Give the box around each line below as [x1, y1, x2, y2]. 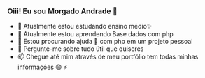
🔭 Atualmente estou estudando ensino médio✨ [17, 22, 153, 31]
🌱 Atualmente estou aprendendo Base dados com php [17, 30, 174, 38]
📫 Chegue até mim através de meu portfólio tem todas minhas [17, 52, 199, 61]
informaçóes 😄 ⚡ [17, 63, 68, 72]
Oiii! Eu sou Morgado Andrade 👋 [7, 6, 118, 16]
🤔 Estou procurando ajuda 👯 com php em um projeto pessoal [17, 38, 193, 46]
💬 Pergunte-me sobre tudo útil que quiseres [17, 45, 144, 53]
